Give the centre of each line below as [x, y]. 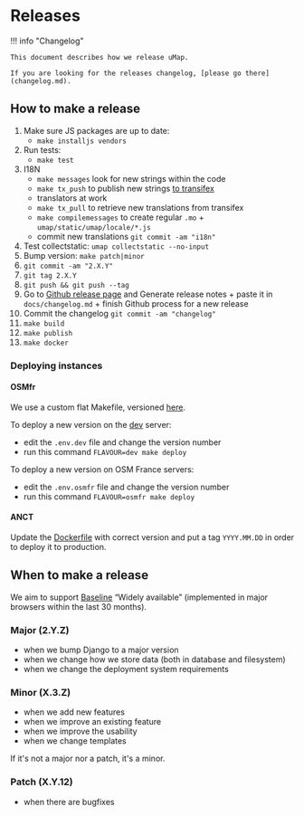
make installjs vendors [82, 141]
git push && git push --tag [76, 285]
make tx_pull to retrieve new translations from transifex [140, 207]
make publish [48, 333]
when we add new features [74, 712]
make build [44, 323]
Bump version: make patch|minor [84, 255]
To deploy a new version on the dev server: [91, 424]
